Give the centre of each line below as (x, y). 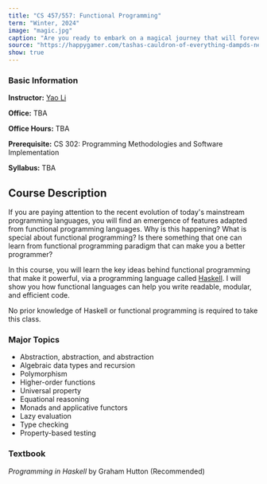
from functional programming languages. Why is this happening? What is (128, 229)
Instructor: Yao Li (37, 98)
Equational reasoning (54, 400)
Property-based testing (58, 433)
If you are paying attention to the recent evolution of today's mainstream (126, 213)
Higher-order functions (57, 382)
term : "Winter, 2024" (44, 23)
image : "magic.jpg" (41, 30)
